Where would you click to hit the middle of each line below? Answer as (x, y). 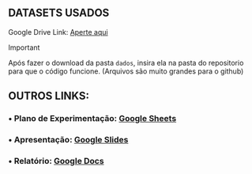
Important (24, 47)
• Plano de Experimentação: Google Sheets (92, 119)
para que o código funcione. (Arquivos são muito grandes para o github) (126, 71)
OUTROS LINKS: (49, 96)
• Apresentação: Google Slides (68, 140)
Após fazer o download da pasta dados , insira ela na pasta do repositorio (126, 62)
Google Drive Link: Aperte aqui (58, 32)
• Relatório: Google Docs (56, 161)
